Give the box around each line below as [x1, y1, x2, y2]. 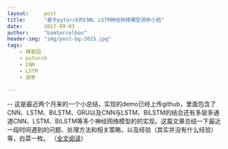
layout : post [7, 10, 57, 17]
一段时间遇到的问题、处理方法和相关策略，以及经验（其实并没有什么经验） [7, 126, 217, 134]
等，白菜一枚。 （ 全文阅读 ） [7, 135, 87, 143]
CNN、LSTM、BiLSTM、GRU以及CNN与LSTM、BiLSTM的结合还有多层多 [7, 108, 214, 117]
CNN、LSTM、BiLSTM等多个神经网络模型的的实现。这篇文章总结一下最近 [12, 117, 221, 126]
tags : [7, 42, 23, 49]
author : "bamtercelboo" [7, 29, 88, 36]
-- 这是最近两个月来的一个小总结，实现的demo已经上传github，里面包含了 [7, 100, 216, 108]
